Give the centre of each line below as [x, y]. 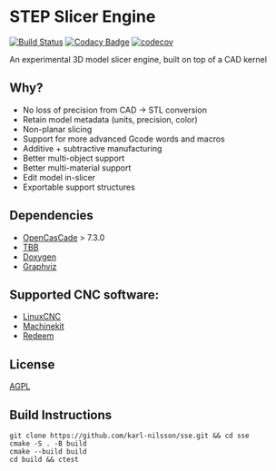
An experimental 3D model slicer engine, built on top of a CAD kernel [138, 59]
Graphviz [39, 266]
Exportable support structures [79, 187]
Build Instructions [61, 415]
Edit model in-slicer [59, 177]
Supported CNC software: [84, 294]
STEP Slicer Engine [83, 17]
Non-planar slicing [57, 129]
